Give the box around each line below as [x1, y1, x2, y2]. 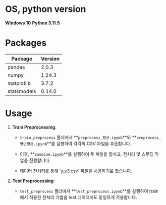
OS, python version [5, 3, 86, 15]
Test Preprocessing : [12, 178, 55, 184]
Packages [5, 37, 47, 49]
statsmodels [7, 88, 36, 95]
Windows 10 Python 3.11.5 [5, 20, 60, 26]
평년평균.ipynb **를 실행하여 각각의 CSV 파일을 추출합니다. [19, 140, 132, 146]
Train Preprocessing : [12, 124, 57, 130]
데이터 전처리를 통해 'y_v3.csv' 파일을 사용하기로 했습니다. [19, 168, 132, 174]
